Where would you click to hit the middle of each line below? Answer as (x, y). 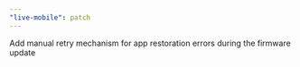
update (23, 52)
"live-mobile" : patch (50, 17)
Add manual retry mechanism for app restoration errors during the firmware (150, 43)
